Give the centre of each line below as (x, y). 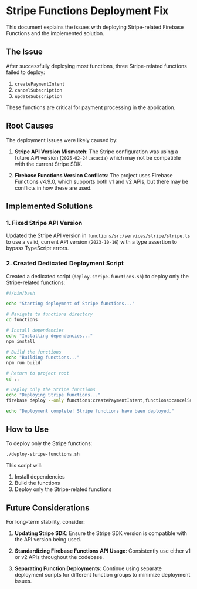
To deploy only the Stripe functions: (49, 443)
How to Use (28, 429)
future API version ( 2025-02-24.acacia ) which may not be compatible (98, 157)
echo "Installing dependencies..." (50, 336)
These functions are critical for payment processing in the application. (91, 107)
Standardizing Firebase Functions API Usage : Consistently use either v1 (102, 551)
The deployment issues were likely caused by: (62, 140)
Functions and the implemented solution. (55, 33)
